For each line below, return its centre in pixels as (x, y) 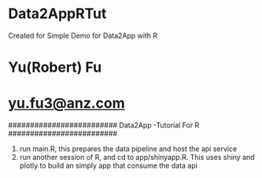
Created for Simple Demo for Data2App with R (83, 35)
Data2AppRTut (57, 14)
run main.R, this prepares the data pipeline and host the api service (128, 149)
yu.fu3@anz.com (67, 104)
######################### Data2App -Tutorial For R (104, 125)
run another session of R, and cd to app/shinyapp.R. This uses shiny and (137, 158)
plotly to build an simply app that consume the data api (109, 165)
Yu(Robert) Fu (55, 67)
